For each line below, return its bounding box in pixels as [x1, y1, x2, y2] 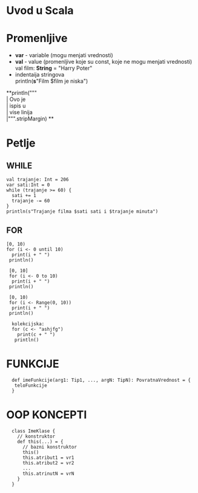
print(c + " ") [17, 331, 56, 337]
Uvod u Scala [6, 4, 74, 18]
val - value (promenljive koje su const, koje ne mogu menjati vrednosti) [15, 58, 193, 66]
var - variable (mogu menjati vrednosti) [15, 52, 113, 59]
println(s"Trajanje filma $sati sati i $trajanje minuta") [6, 209, 159, 215]
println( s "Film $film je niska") [15, 77, 88, 85]
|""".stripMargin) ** [6, 115, 54, 122]
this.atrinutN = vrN [22, 471, 74, 477]
